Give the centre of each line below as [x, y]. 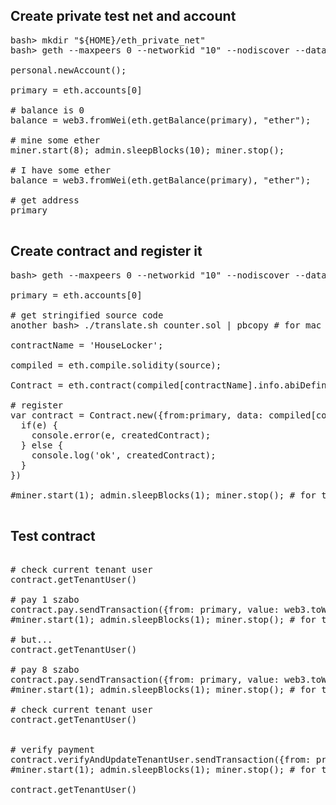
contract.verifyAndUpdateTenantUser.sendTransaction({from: [161, 760]
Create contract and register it [106, 251]
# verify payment [52, 750]
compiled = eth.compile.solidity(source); [116, 365]
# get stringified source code [87, 315]
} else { [42, 445]
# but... [31, 640]
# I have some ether [61, 170]
